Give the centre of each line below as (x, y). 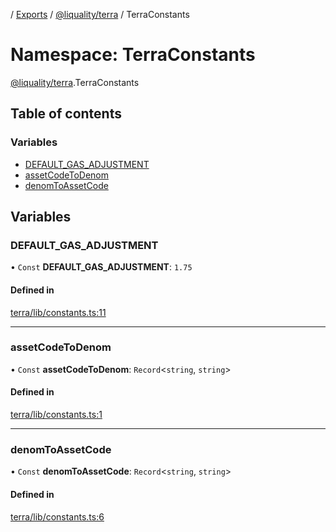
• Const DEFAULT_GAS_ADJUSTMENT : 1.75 (101, 267)
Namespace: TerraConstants (133, 55)
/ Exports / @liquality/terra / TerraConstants (100, 14)
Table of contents (66, 114)
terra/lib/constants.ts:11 (58, 312)
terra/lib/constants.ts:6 (57, 516)
